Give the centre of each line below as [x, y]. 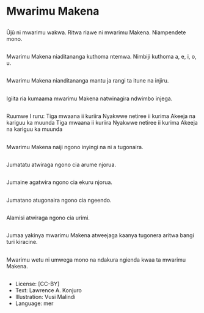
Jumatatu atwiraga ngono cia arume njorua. [61, 164]
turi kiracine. [22, 242]
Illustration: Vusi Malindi [45, 297]
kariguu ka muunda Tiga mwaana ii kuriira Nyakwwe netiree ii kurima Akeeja [102, 123]
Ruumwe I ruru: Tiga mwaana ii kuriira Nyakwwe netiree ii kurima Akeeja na [101, 116]
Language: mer [34, 303]
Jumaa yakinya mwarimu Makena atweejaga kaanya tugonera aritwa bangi [100, 235]
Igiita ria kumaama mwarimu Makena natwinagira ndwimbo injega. [89, 98]
